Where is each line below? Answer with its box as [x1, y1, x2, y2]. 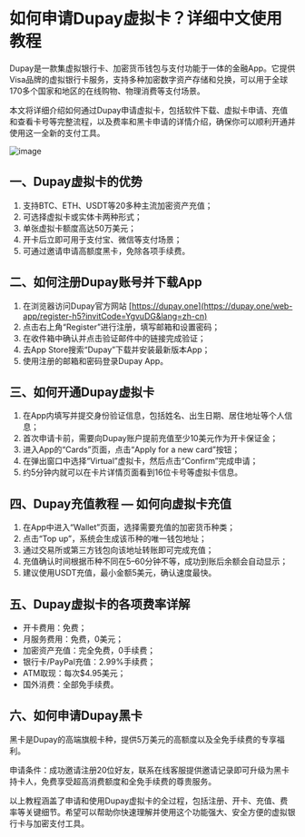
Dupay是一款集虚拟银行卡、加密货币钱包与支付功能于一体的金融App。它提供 [9, 63, 296, 74]
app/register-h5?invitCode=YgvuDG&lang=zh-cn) [22, 310, 208, 321]
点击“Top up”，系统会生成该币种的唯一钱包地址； [22, 533, 207, 545]
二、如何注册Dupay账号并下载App [9, 274, 202, 290]
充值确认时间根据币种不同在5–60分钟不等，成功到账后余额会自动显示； [22, 556, 289, 567]
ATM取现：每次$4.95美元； [22, 668, 126, 678]
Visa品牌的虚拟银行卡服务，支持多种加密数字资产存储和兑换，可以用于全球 [9, 74, 289, 84]
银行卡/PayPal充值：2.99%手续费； [22, 656, 156, 667]
